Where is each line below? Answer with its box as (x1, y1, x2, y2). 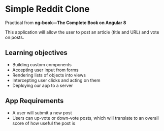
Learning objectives (5, 49, 68, 57)
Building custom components (12, 61, 72, 67)
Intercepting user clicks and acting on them (12, 77, 100, 83)
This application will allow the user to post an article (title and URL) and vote (5, 29, 160, 35)
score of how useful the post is (12, 120, 75, 126)
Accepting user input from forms (12, 67, 79, 73)
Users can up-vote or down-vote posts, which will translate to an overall (12, 115, 159, 121)
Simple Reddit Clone (5, 3, 90, 15)
